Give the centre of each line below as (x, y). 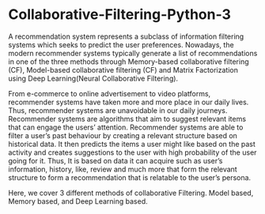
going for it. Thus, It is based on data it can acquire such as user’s (115, 160)
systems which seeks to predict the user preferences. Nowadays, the (121, 44)
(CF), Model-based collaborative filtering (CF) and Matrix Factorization (123, 69)
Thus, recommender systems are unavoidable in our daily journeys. (118, 110)
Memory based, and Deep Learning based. (78, 201)
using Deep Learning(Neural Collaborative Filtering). (93, 78)
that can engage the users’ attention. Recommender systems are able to (126, 127)
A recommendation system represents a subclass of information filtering (126, 36)
